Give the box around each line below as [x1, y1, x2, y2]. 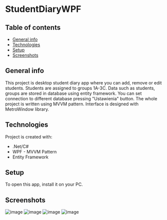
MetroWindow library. [5, 106, 49, 112]
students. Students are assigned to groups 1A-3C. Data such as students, [5, 85, 155, 91]
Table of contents [5, 23, 61, 32]
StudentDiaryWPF [5, 3, 82, 15]
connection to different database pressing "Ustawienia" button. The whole [5, 95, 158, 101]
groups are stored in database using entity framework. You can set [5, 90, 142, 96]
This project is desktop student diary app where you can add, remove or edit [5, 79, 162, 85]
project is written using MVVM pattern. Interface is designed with [5, 101, 139, 107]
